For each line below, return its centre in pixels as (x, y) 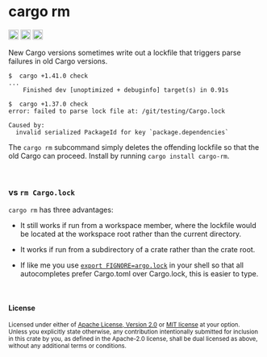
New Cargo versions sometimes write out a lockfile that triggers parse (125, 52)
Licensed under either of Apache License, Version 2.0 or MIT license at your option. (124, 325)
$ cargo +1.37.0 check (48, 104)
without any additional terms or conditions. (67, 346)
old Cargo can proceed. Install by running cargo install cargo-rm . (119, 156)
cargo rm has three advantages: (61, 210)
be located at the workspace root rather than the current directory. (131, 234)
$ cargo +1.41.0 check (48, 76)
